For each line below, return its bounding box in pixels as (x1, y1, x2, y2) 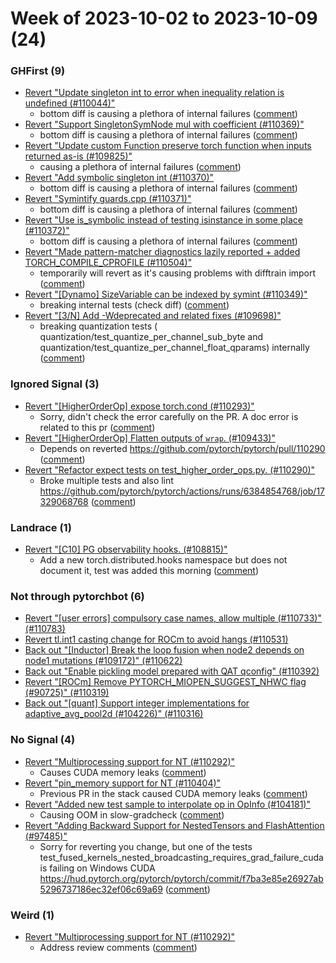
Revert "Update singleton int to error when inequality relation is (24, 87, 285, 99)
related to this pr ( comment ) (39, 421, 156, 433)
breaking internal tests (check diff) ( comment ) (39, 299, 230, 311)
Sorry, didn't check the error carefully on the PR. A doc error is (39, 410, 299, 422)
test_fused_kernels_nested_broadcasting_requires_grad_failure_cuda (39, 851, 324, 863)
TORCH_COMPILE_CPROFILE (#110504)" (24, 257, 193, 269)
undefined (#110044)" (24, 97, 116, 109)
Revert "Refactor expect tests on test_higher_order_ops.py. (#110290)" (24, 463, 316, 476)
